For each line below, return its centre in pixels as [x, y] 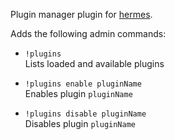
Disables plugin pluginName [80, 123]
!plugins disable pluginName [85, 114]
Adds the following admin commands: [88, 33]
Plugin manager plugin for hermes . [81, 14]
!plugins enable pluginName [83, 84]
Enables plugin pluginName [78, 93]
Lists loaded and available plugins [94, 63]
